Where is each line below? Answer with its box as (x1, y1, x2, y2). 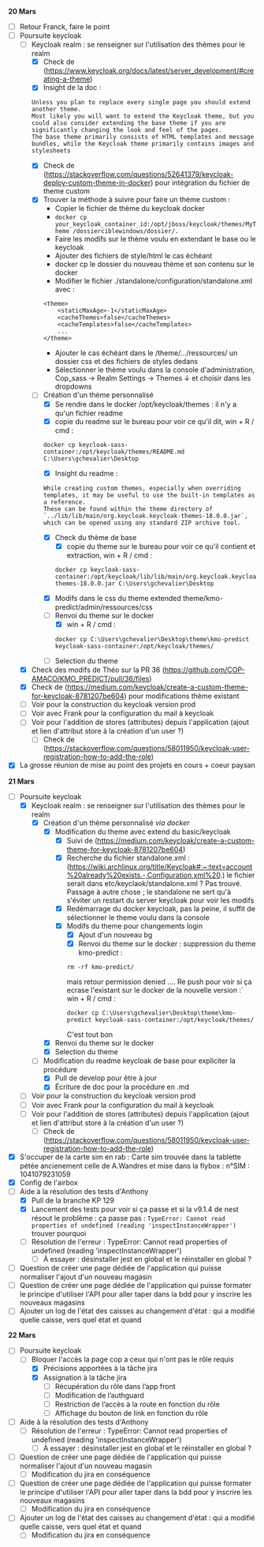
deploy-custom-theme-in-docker (43, 178, 151, 188)
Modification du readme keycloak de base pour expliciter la (43, 1056, 236, 1065)
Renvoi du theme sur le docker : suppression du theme (78, 939, 256, 948)
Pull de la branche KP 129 (31, 1196, 114, 1205)
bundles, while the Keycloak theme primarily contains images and (31, 140, 255, 148)
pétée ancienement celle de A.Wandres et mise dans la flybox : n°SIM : (19, 1161, 251, 1170)
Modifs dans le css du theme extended (54, 593, 181, 603)
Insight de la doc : (43, 83, 102, 92)
